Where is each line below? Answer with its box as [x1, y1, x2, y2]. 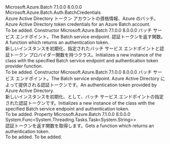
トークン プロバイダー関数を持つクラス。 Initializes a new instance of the [9, 52, 162, 58]
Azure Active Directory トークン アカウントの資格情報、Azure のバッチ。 [5, 15, 158, 21]
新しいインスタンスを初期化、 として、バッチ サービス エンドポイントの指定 [5, 93, 164, 100]
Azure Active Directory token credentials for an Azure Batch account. [5, 21, 151, 27]
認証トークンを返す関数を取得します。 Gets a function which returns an [5, 123, 154, 129]
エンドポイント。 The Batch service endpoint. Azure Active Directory [15, 76, 160, 81]
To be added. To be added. [5, 134, 62, 140]
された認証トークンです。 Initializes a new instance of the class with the [5, 100, 155, 106]
